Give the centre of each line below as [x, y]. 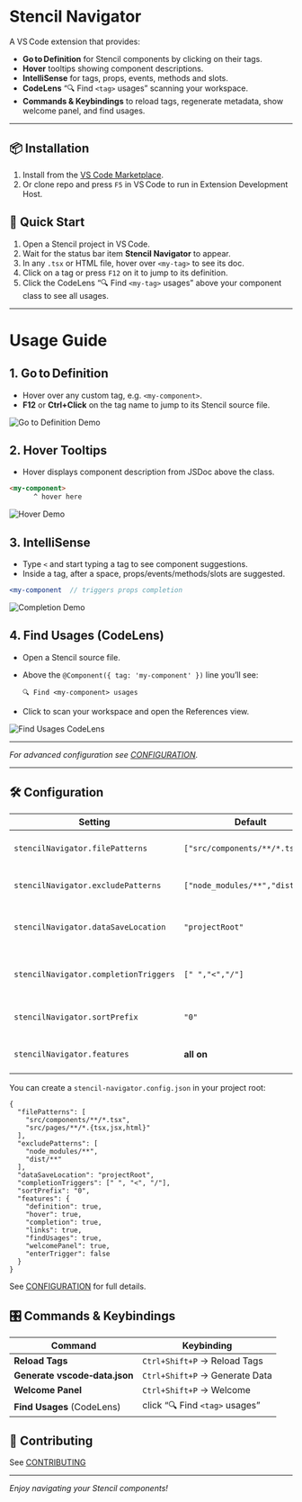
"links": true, [54, 1230]
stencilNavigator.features [71, 1054]
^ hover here [58, 497]
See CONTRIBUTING [48, 1462]
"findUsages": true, [64, 1238]
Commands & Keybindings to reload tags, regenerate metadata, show [153, 101]
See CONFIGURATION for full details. [78, 1286]
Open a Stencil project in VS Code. [86, 244]
